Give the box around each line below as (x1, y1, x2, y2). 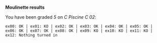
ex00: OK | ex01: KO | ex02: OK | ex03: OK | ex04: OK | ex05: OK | (5, 24, 153, 29)
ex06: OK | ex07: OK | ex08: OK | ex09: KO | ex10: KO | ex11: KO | (5, 28, 153, 33)
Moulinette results (5, 5, 45, 10)
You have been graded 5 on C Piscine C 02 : (5, 14, 96, 20)
